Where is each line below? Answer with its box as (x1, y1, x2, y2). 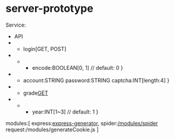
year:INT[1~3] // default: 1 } (32, 108, 99, 115)
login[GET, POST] (23, 45, 67, 52)
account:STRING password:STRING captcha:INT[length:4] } (23, 76, 170, 84)
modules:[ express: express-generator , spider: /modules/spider (5, 119, 158, 127)
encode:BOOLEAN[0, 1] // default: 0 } (32, 64, 123, 71)
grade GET (23, 89, 48, 96)
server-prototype (5, 2, 93, 15)
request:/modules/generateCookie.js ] (5, 126, 99, 133)
